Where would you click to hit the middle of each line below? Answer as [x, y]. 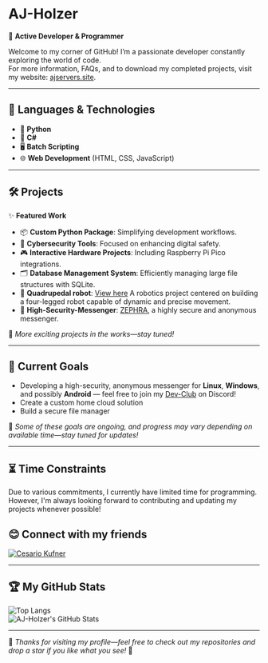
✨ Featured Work [37, 215]
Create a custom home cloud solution [81, 403]
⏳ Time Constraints [57, 469]
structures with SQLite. [57, 284]
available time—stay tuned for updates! [73, 435]
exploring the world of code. [55, 60]
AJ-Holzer [43, 14]
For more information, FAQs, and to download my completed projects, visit [130, 68]
